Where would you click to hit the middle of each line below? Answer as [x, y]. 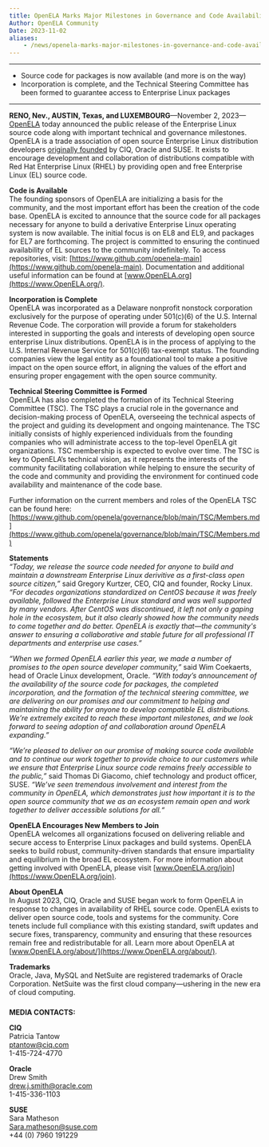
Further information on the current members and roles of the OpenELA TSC [133, 500]
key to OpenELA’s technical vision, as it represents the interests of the [124, 460]
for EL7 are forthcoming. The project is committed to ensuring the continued [134, 241]
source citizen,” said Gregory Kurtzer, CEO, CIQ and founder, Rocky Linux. [131, 583]
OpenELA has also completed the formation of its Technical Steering [121, 400]
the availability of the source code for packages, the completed [114, 684]
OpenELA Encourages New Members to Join [84, 826]
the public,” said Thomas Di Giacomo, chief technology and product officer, [133, 776]
